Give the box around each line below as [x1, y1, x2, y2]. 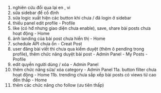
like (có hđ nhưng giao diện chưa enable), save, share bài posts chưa [12, 25, 151, 31]
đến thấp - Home [12, 77, 47, 83]
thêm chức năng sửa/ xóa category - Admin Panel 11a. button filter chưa [12, 67, 157, 73]
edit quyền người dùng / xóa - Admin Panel [12, 61, 99, 67]
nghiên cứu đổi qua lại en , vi [12, 5, 71, 10]
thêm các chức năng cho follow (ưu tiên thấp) [12, 82, 104, 88]
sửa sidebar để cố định [12, 10, 59, 16]
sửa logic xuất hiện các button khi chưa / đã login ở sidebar [12, 15, 132, 20]
